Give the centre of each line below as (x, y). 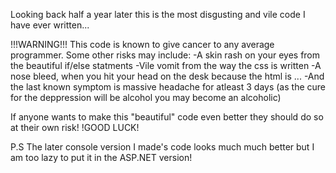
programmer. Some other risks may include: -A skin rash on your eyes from (165, 55)
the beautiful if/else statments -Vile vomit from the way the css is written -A (166, 65)
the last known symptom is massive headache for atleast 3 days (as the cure (168, 87)
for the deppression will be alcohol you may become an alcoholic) (146, 97)
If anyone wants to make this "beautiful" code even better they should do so (167, 117)
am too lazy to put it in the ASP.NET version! (101, 157)
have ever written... (50, 25)
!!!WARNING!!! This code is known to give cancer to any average (142, 44)
